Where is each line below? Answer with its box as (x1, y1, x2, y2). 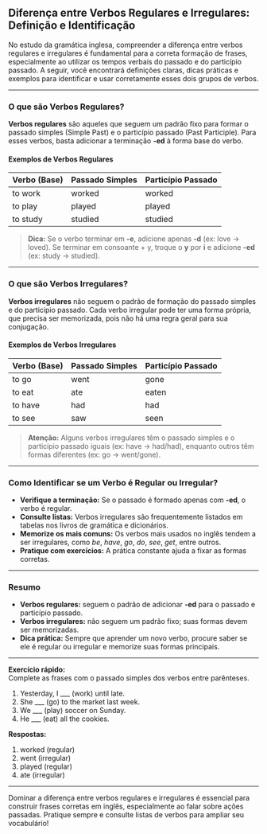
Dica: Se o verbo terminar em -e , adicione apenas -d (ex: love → (27, 234, 240, 244)
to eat (12, 386, 34, 397)
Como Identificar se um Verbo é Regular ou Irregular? (8, 477, 219, 488)
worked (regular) (19, 745, 75, 754)
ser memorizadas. (19, 625, 79, 635)
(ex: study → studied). (27, 251, 101, 261)
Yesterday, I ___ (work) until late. (19, 688, 126, 699)
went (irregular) (19, 754, 72, 763)
